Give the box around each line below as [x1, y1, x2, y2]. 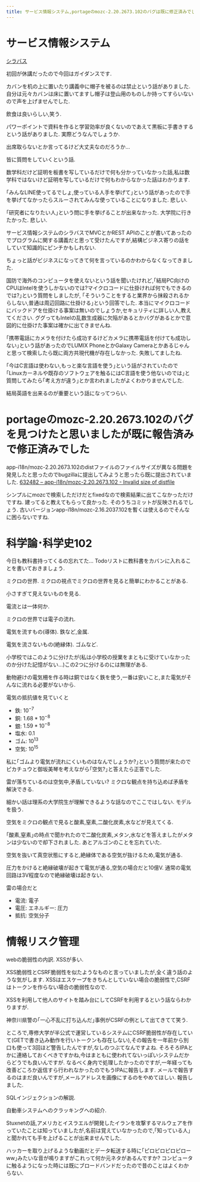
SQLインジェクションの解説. [6, 1094, 76, 1101]
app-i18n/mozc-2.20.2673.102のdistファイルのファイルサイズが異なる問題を [6, 463, 193, 471]
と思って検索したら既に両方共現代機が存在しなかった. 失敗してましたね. [6, 349, 183, 356]
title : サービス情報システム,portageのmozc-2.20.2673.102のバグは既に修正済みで [6, 8, 192, 15]
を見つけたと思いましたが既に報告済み [6, 428, 195, 441]
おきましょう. [32, 565, 65, 572]
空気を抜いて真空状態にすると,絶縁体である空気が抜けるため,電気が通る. [6, 851, 183, 858]
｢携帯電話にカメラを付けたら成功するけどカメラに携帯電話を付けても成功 [6, 334, 186, 341]
